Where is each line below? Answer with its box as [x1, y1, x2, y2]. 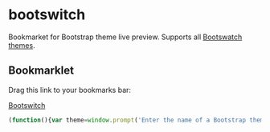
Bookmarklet [8, 64, 75, 78]
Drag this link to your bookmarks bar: [8, 85, 131, 94]
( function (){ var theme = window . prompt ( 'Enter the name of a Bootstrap [8, 116, 247, 124]
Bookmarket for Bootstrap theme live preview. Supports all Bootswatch [8, 32, 243, 42]
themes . [8, 40, 35, 50]
